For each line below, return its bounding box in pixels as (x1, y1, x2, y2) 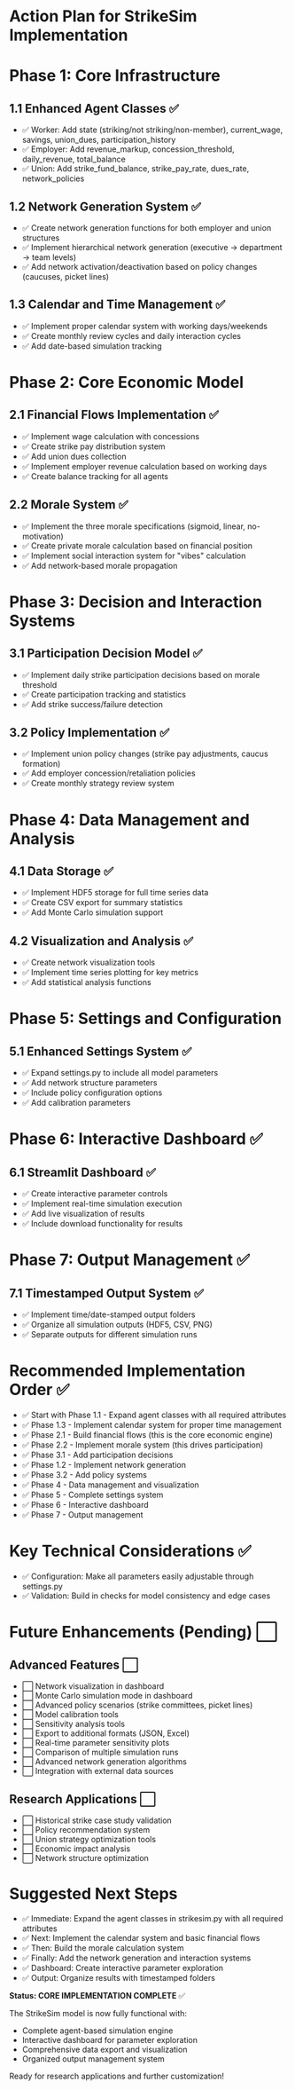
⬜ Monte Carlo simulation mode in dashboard (21, 1691, 193, 1701)
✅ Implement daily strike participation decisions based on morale (21, 669, 260, 680)
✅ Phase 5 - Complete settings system (21, 1489, 164, 1501)
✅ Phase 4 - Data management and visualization (21, 1479, 199, 1490)
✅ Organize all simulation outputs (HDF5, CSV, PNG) (21, 1320, 213, 1330)
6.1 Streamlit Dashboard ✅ (9, 1164, 157, 1179)
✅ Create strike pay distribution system (21, 441, 166, 452)
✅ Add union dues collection (21, 451, 127, 461)
